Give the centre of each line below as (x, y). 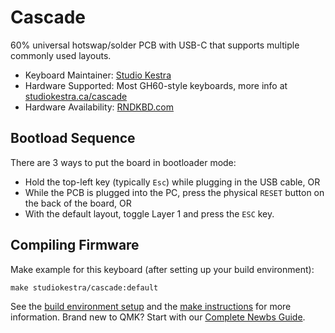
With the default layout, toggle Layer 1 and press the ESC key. (149, 213)
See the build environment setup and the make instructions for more (151, 306)
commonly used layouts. (61, 55)
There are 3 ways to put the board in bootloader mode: (123, 162)
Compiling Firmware (75, 245)
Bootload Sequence (73, 138)
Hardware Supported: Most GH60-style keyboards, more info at (156, 85)
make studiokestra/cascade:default (84, 287)
